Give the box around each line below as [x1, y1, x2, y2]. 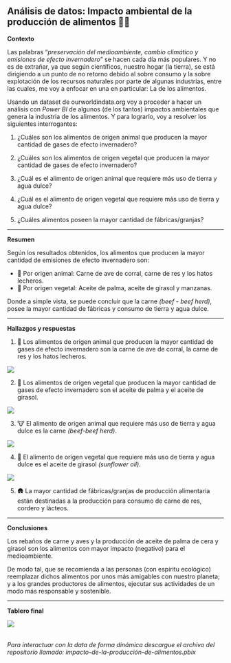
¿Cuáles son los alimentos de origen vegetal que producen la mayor [16, 153, 210, 162]
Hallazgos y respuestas [7, 324, 76, 332]
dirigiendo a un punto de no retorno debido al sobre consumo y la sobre [7, 69, 211, 78]
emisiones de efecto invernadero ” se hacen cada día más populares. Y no [7, 55, 217, 63]
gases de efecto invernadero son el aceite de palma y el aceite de [16, 385, 204, 394]
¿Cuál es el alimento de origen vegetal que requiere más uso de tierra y [16, 195, 220, 203]
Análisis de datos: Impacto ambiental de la [7, 6, 192, 17]
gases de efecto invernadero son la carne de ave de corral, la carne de [16, 345, 219, 353]
